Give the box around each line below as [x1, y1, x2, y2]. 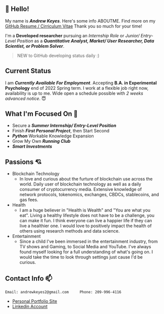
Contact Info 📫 [5, 274, 52, 283]
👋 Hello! [5, 5, 29, 13]
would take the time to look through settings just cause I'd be [19, 254, 143, 260]
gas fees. [19, 197, 38, 203]
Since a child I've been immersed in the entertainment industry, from [19, 238, 158, 244]
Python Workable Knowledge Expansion [12, 133, 94, 139]
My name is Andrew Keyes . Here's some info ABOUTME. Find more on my [5, 18, 156, 24]
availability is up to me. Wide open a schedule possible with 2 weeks [5, 90, 143, 96]
